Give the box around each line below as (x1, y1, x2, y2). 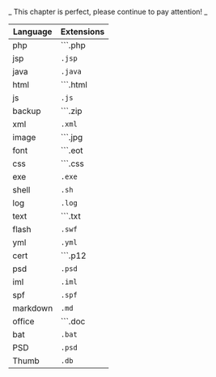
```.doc (60, 316, 86, 327)
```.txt (60, 210, 81, 222)
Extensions (60, 26, 105, 37)
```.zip (60, 105, 83, 116)
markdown (12, 303, 53, 314)
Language (13, 26, 53, 37)
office (12, 316, 35, 327)
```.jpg (60, 132, 83, 142)
